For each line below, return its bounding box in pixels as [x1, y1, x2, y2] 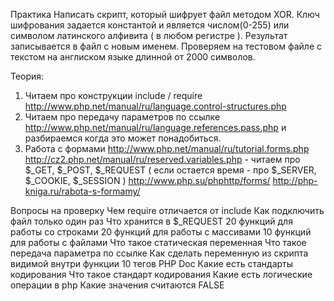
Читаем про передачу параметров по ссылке [24, 111, 221, 123]
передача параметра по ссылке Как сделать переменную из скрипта [10, 247, 309, 259]
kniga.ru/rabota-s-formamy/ [24, 185, 141, 197]
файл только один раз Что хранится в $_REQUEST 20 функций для [10, 215, 293, 227]
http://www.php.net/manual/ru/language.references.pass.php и [24, 122, 287, 133]
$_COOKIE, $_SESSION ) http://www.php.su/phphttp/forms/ [24, 175, 271, 186]
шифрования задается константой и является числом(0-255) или [10, 19, 290, 31]
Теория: [10, 70, 45, 82]
